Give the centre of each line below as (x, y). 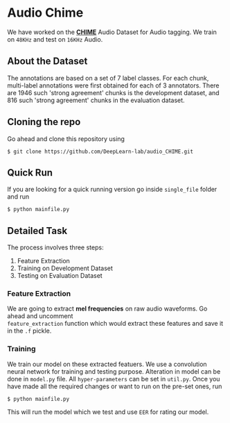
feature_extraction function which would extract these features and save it (115, 324)
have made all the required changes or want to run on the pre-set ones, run (115, 386)
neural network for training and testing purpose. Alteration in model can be (114, 371)
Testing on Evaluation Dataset (60, 276)
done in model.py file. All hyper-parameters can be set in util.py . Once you (114, 379)
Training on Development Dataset (65, 268)
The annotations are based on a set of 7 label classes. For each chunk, (108, 78)
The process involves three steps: (55, 247)
